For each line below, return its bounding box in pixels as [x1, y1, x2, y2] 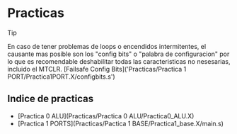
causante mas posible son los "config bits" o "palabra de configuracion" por [7, 50, 230, 58]
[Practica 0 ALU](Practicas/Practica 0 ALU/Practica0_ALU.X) [17, 111, 195, 120]
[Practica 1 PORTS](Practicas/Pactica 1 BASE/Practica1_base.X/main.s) [17, 119, 224, 128]
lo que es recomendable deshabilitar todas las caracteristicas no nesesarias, [7, 57, 231, 65]
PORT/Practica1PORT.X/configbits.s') [7, 72, 115, 81]
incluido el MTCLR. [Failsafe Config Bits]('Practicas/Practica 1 [7, 65, 187, 73]
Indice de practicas [7, 93, 94, 105]
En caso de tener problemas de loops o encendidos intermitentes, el [7, 42, 207, 50]
